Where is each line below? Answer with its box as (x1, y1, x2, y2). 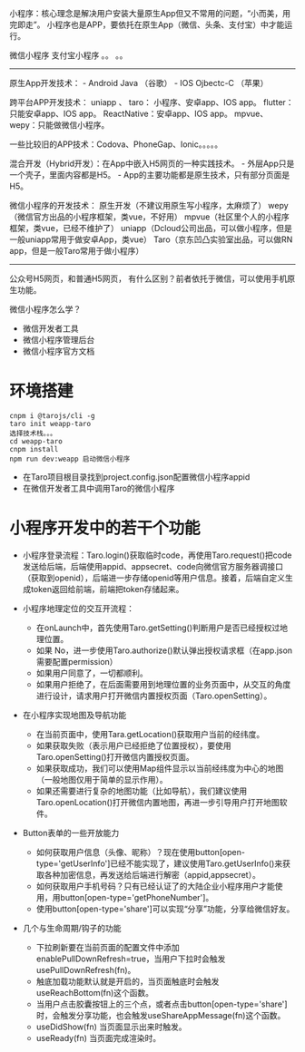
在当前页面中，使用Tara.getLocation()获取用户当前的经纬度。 (35, 728, 265, 739)
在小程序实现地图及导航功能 (22, 709, 127, 720)
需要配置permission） (35, 656, 118, 667)
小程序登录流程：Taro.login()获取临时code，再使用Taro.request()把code (22, 550, 292, 560)
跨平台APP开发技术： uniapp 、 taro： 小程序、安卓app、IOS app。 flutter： (9, 97, 294, 107)
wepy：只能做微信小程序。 (9, 120, 110, 130)
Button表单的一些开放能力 (22, 827, 120, 838)
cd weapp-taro (9, 436, 64, 446)
